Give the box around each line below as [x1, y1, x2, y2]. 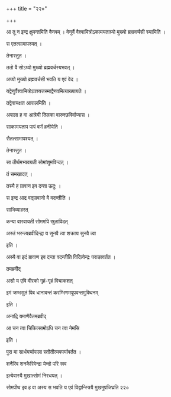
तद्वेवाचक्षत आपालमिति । [6, 100, 51, 106]
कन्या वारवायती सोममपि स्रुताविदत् [6, 218, 68, 225]
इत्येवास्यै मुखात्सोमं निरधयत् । [6, 372, 63, 379]
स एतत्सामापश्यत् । [6, 40, 43, 47]
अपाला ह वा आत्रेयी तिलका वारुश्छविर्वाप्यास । [6, 111, 90, 118]
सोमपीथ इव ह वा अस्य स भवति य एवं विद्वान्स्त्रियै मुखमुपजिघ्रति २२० [6, 384, 129, 390]
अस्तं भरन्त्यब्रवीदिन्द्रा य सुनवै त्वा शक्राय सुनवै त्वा [6, 230, 96, 236]
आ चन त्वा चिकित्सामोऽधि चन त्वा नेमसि [6, 325, 80, 331]
